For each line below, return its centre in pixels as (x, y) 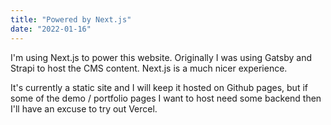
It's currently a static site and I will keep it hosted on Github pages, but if (159, 87)
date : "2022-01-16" (51, 29)
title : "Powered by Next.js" (71, 19)
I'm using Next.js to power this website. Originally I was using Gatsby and (161, 57)
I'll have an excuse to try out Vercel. (84, 108)
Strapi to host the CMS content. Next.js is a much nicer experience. (149, 68)
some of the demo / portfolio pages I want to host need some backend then (166, 98)
